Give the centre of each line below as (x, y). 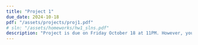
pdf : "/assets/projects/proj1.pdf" (50, 22)
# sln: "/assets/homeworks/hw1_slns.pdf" (58, 28)
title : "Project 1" (30, 11)
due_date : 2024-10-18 (33, 17)
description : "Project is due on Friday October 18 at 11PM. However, (95, 33)
